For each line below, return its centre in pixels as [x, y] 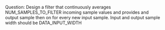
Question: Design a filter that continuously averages [58, 7]
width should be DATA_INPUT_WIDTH [43, 23]
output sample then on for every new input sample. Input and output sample [82, 17]
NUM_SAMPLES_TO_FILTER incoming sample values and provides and [77, 12]
